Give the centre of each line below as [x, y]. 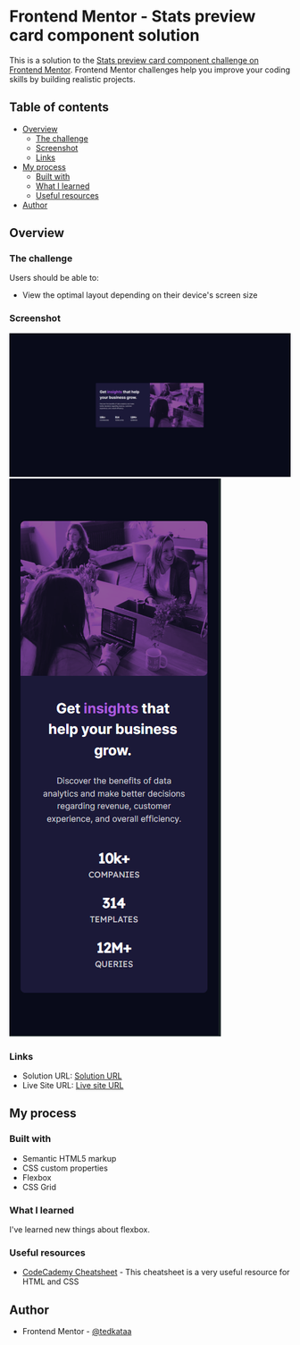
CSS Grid [39, 1187]
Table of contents [59, 108]
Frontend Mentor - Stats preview [133, 17]
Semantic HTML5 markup [69, 1158]
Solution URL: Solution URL [72, 1076]
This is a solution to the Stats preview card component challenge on [134, 60]
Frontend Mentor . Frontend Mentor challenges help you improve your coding [150, 70]
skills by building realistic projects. [72, 79]
